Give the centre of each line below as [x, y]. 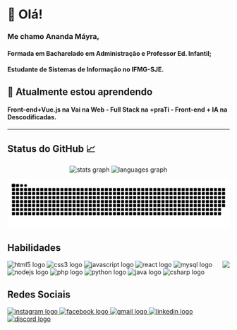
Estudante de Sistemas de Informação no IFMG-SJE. [86, 69]
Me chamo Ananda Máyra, [54, 37]
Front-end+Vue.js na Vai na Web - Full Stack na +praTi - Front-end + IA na [117, 110]
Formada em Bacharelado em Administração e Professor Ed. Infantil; [109, 53]
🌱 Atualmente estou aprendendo [80, 92]
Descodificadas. [32, 117]
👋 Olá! [25, 14]
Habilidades [34, 248]
